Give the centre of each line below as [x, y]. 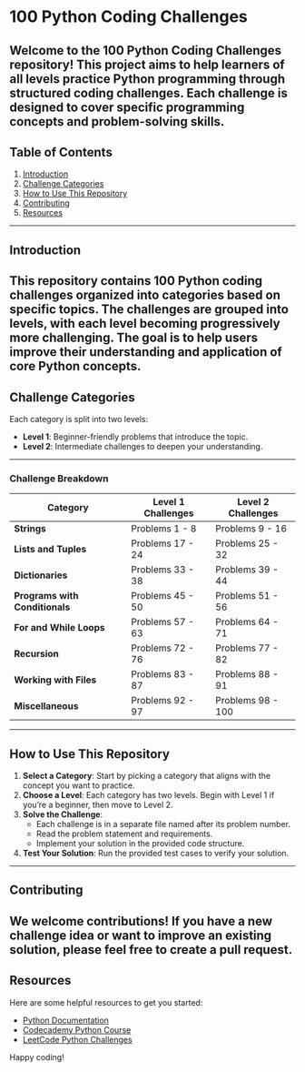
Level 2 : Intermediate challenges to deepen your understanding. [143, 446]
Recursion [36, 654]
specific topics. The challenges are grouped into [149, 310]
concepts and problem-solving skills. [117, 121]
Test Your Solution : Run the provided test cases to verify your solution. [156, 854]
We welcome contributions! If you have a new [141, 921]
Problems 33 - [162, 570]
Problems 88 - [247, 674]
